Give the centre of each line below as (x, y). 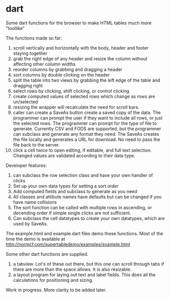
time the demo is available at (35, 239)
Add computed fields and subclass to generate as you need (75, 191)
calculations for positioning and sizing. (53, 280)
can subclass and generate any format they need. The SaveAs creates (86, 134)
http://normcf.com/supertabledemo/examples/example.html (68, 244)
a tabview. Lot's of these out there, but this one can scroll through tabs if (89, 264)
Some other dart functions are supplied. (47, 254)
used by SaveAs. (31, 223)
